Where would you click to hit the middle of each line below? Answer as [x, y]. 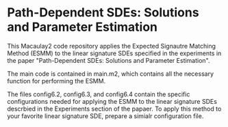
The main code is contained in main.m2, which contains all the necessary [111, 74]
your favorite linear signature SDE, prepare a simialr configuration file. [105, 116]
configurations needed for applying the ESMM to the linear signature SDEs [112, 101]
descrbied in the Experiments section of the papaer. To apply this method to [114, 109]
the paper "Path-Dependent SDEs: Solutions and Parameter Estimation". [109, 60]
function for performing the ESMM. [56, 81]
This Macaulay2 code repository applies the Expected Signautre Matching [112, 46]
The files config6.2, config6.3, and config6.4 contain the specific [99, 94]
